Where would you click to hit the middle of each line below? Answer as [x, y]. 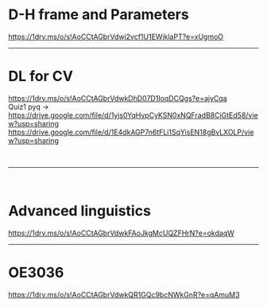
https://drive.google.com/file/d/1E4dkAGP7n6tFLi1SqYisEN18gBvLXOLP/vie [131, 132]
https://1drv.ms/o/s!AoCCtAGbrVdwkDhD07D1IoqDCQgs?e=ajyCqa [118, 98]
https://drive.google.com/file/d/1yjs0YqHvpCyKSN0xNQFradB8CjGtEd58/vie [133, 115]
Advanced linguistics [79, 211]
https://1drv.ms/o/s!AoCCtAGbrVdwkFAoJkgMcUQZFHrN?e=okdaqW [121, 233]
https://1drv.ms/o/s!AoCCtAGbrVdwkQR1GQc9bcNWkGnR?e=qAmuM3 [124, 294]
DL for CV [41, 76]
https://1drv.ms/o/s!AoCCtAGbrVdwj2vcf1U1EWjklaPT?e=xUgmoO [116, 37]
